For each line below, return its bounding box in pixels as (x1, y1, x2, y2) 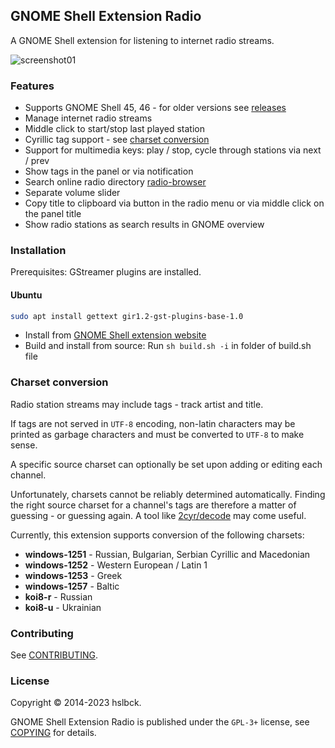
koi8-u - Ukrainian (24, 601, 102, 613)
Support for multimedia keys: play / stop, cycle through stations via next (24, 144, 322, 156)
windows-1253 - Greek (24, 569, 123, 581)
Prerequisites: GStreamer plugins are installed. (10, 266, 202, 278)
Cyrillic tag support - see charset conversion (24, 134, 210, 146)
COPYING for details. (10, 727, 97, 739)
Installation (10, 244, 67, 258)
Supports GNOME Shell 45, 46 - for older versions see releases (24, 102, 287, 114)
